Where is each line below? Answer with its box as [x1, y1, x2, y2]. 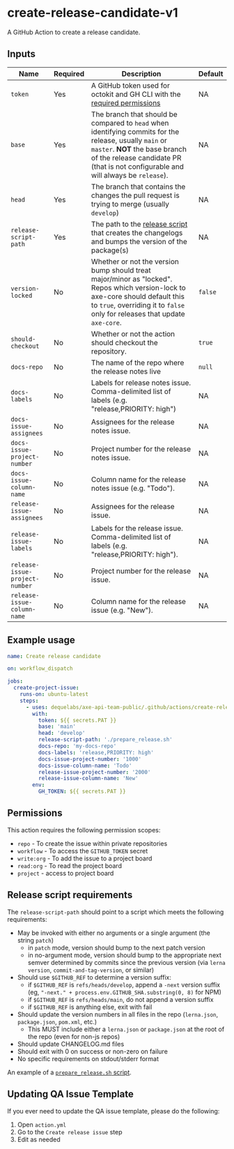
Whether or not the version [91, 257, 179, 266]
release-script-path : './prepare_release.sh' [38, 736, 173, 743]
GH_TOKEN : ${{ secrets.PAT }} [38, 788, 127, 796]
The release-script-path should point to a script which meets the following [7, 908, 224, 916]
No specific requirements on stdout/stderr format [17, 1054, 159, 1063]
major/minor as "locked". [91, 274, 173, 284]
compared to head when [91, 118, 169, 128]
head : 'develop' [38, 730, 86, 737]
